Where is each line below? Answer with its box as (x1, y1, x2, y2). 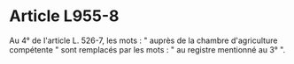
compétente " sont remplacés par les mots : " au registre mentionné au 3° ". (9, 44, 286, 54)
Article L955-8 (9, 6, 120, 26)
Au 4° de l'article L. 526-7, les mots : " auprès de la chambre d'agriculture (9, 35, 278, 46)
